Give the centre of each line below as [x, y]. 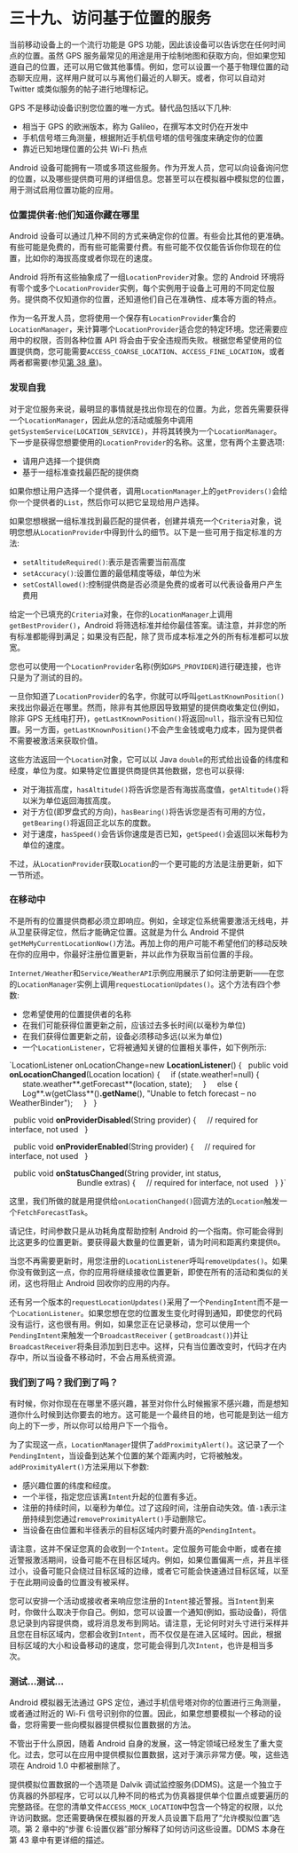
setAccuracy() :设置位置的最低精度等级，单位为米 [111, 572]
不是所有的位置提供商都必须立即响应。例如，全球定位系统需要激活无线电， [145, 920]
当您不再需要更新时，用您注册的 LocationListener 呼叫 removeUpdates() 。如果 [149, 1260]
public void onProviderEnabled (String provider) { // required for [134, 1147]
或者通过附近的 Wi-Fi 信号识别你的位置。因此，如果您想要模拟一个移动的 [142, 1714]
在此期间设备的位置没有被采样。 [75, 1582]
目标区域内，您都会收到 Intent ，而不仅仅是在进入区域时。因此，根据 [157, 1635]
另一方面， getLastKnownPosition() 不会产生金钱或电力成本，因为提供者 [154, 729]
